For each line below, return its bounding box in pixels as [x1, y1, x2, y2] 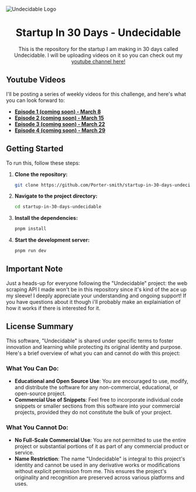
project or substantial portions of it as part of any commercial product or [14, 443, 189, 450]
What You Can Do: [6, 364, 59, 372]
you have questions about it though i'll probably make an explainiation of [6, 298, 181, 305]
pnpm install [14, 226, 47, 232]
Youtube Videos [6, 75, 66, 85]
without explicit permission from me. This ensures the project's [14, 468, 167, 475]
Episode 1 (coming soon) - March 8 [14, 108, 101, 115]
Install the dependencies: [14, 215, 78, 222]
